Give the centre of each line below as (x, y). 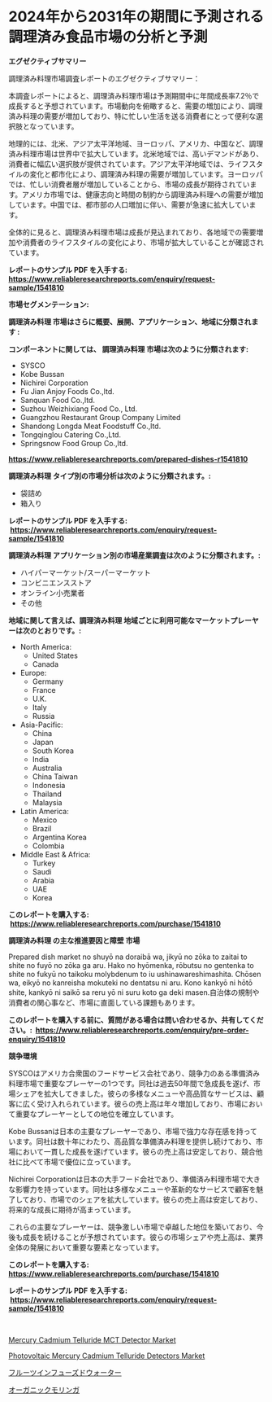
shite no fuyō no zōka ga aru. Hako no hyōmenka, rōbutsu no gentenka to (131, 965)
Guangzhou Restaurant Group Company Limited (100, 417)
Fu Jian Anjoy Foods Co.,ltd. (67, 391)
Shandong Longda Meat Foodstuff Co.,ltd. (91, 426)
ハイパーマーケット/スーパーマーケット (86, 572)
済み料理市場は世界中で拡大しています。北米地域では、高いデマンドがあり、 (136, 153)
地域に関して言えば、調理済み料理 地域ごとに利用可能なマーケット (119, 620)
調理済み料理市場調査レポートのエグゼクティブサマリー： (104, 78)
